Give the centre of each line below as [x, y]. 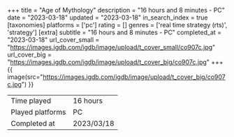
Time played [31, 101]
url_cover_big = [30, 55]
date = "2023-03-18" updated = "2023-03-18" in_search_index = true [108, 17]
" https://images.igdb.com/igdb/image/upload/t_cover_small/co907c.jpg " [111, 47]
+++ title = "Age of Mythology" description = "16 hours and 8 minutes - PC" [116, 10]
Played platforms [38, 112]
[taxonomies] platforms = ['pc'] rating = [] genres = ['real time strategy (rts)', [117, 25]
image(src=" [25, 77]
